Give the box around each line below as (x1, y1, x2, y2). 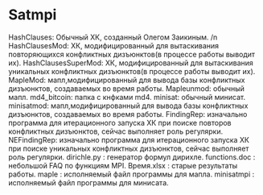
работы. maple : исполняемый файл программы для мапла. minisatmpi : (8, 169, 255, 179)
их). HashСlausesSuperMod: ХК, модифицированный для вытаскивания (8, 58, 253, 68)
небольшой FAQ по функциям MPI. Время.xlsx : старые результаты (8, 160, 238, 170)
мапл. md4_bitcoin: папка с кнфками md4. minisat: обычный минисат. (8, 92, 246, 102)
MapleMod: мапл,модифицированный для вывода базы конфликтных (8, 75, 245, 85)
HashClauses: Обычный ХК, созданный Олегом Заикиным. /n (8, 32, 218, 42)
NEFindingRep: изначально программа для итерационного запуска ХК (8, 135, 249, 144)
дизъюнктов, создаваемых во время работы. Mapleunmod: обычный (8, 83, 245, 93)
